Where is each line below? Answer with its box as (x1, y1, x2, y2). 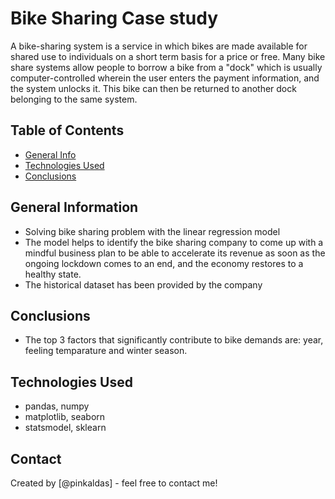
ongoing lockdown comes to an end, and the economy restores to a (24, 257, 304, 269)
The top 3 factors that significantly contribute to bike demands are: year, (24, 334, 324, 346)
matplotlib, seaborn (24, 411, 106, 423)
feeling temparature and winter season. (24, 345, 188, 357)
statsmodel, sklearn (24, 422, 107, 434)
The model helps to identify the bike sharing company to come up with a (24, 236, 324, 248)
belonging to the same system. (10, 93, 138, 105)
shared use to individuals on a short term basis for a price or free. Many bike (10, 50, 326, 62)
